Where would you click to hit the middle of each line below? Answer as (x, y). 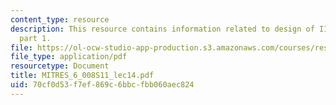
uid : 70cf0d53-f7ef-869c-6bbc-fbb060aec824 (102, 85)
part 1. (35, 38)
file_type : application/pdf (69, 57)
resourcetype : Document (60, 66)
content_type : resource (60, 19)
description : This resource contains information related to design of (162, 29)
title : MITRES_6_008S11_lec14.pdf (82, 76)
